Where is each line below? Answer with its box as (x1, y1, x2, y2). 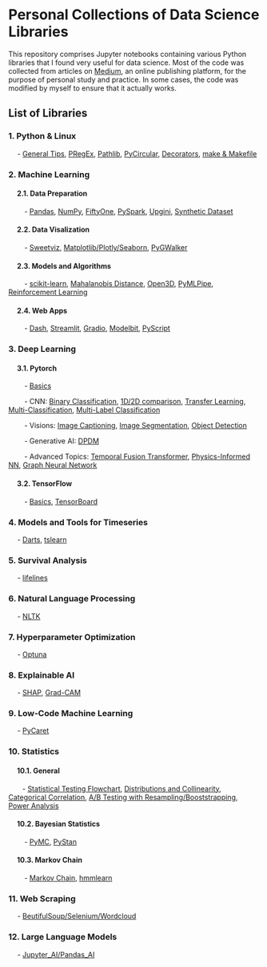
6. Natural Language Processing (8, 593, 136, 605)
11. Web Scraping (8, 892, 76, 904)
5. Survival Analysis (8, 555, 88, 566)
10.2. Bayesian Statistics (17, 819, 101, 829)
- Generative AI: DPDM (23, 436, 100, 446)
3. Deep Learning (8, 343, 77, 354)
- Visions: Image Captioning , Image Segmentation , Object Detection (23, 421, 248, 431)
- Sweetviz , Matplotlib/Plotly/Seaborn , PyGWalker (23, 242, 188, 252)
